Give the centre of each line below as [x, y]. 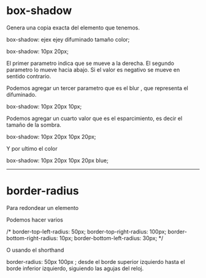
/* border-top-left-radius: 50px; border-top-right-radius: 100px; [86, 231]
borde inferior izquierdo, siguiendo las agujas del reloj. [75, 268]
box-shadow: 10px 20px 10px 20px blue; [57, 160]
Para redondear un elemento [42, 208]
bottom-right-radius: [32, 238]
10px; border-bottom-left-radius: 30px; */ [111, 238]
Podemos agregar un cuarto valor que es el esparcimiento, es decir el [94, 118]
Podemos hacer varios [35, 220]
